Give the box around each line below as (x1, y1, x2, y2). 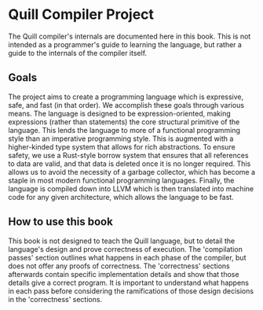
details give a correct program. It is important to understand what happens (8, 278, 250, 287)
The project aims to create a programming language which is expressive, (8, 92, 244, 101)
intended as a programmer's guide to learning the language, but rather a (8, 39, 242, 49)
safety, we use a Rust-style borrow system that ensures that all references (8, 150, 249, 160)
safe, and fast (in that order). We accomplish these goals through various (8, 100, 245, 109)
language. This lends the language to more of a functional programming (8, 125, 241, 135)
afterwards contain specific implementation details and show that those (8, 269, 239, 279)
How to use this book (8, 215, 114, 229)
